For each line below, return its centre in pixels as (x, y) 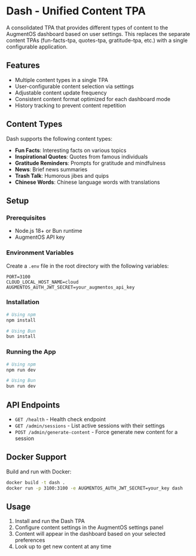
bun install (21, 336)
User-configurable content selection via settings (74, 86)
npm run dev (21, 370)
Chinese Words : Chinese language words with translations (87, 182)
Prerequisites (26, 218)
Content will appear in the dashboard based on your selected (90, 534)
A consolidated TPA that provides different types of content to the (87, 28)
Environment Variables (40, 253)
